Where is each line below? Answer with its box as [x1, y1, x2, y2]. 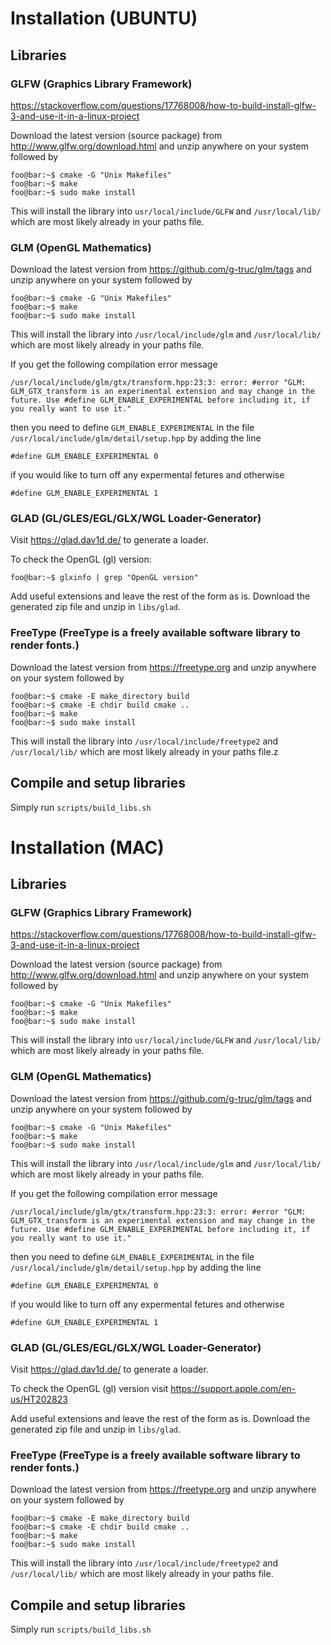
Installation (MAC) [10, 836, 165, 859]
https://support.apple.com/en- [170, 1383, 297, 1395]
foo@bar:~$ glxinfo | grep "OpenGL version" [10, 573, 199, 583]
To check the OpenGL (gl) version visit [10, 1383, 169, 1395]
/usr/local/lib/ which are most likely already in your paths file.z [10, 745, 279, 757]
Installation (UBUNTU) [10, 7, 198, 30]
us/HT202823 [10, 1393, 68, 1406]
